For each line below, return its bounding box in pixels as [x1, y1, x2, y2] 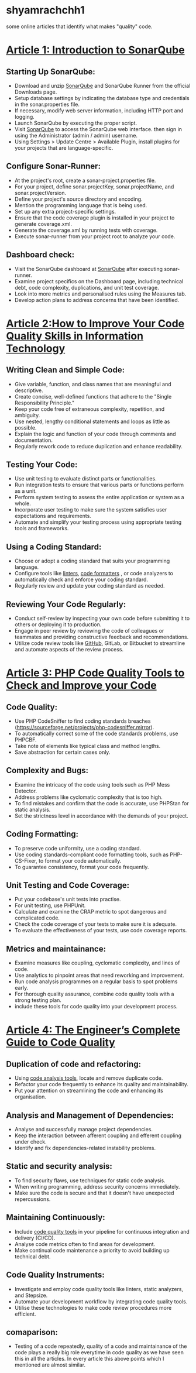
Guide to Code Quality [6, 1036, 115, 1049]
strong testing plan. [14, 997, 61, 1004]
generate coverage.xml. [14, 220, 72, 227]
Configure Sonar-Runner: [6, 162, 101, 171]
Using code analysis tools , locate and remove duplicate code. [14, 1075, 163, 1082]
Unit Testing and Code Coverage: [6, 880, 130, 890]
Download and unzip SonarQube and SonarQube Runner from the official [14, 82, 191, 89]
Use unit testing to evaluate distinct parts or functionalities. [14, 475, 157, 482]
